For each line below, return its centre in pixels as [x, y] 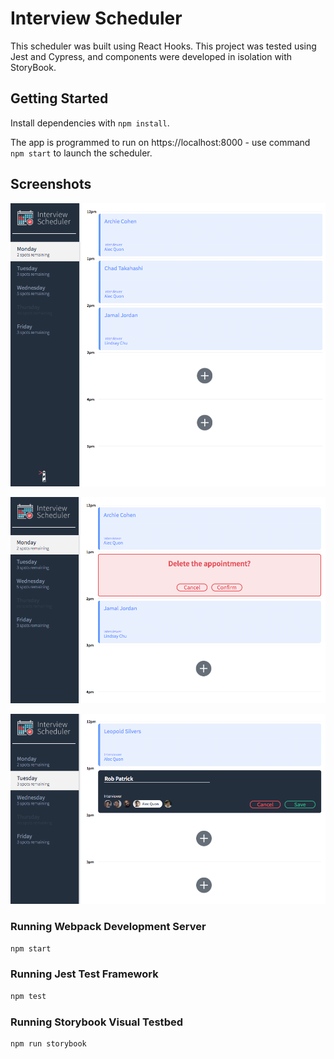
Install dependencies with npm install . [90, 123]
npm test [28, 996]
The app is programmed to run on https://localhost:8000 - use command [160, 142]
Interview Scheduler [96, 18]
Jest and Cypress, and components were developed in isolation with [151, 56]
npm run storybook [48, 1043]
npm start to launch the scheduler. [81, 153]
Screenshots [51, 184]
